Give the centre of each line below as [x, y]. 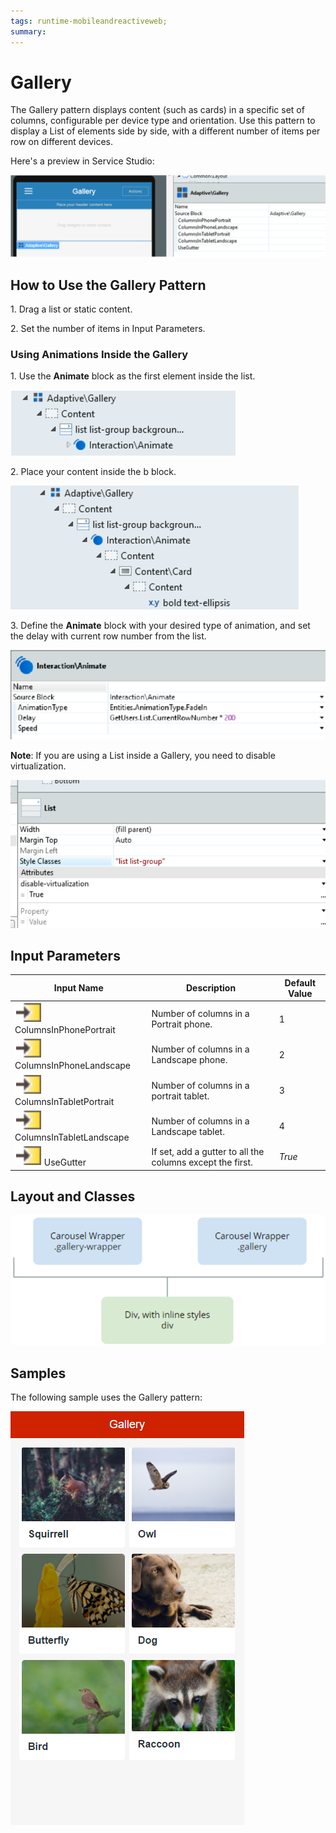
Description [211, 988]
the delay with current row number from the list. [108, 636]
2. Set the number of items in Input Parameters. [108, 329]
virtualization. [38, 766]
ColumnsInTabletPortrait [64, 1101]
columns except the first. [202, 1162]
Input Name [78, 988]
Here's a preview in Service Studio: [82, 161]
